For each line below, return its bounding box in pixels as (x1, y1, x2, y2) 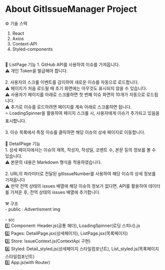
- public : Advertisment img (5, 206, 61, 212)
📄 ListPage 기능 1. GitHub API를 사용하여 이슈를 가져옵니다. (5, 61, 120, 67)
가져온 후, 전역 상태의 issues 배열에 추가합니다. (10, 189, 101, 195)
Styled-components (12, 46, 53, 52)
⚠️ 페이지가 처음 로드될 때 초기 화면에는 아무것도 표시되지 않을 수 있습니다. (5, 85, 147, 91)
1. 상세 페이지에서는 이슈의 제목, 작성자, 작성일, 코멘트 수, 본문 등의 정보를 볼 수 (5, 147, 156, 153)
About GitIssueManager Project (5, 3, 137, 15)
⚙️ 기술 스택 (5, 20, 28, 26)
